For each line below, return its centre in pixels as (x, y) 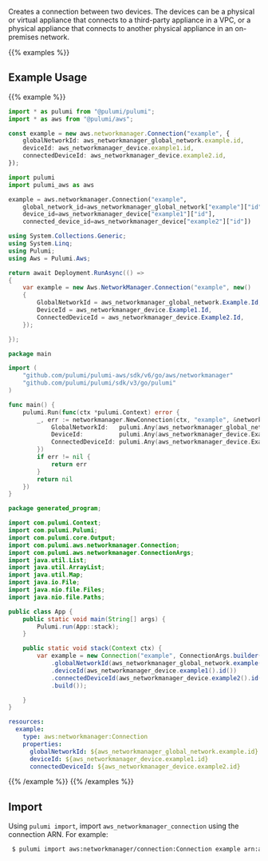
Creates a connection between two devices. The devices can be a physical (132, 12)
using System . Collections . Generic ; (67, 236)
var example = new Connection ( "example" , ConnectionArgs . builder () (151, 656)
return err (69, 464)
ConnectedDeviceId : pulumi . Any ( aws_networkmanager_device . (151, 442)
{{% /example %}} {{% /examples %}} (71, 782)
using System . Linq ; (41, 244)
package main (30, 354)
